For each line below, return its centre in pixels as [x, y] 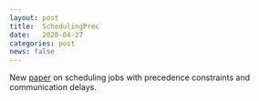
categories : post [42, 43]
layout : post [34, 18]
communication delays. [53, 87]
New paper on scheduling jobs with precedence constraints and [130, 77]
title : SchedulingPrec [55, 26]
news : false [32, 52]
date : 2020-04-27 [47, 35]
